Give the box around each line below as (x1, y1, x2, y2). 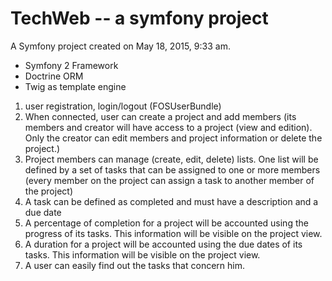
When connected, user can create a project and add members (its (24, 110, 297, 122)
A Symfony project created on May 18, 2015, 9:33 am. (10, 40, 231, 52)
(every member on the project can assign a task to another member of (24, 174, 315, 186)
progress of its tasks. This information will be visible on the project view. (24, 227, 323, 239)
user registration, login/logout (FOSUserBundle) (24, 100, 222, 112)
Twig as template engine (24, 80, 127, 92)
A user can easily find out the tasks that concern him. (24, 259, 245, 271)
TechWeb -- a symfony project (10, 7, 269, 30)
